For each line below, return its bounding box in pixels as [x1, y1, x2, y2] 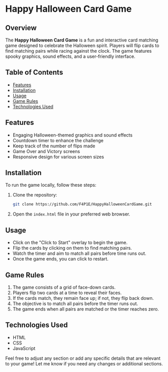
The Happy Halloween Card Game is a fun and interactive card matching [5, 37, 159, 43]
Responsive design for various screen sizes [12, 154, 104, 160]
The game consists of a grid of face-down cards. [12, 284, 116, 290]
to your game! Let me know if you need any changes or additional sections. [5, 360, 163, 366]
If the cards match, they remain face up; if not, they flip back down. [12, 295, 154, 301]
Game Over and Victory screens [12, 148, 80, 154]
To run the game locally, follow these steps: [5, 182, 97, 188]
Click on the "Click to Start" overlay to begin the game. [12, 239, 128, 246]
